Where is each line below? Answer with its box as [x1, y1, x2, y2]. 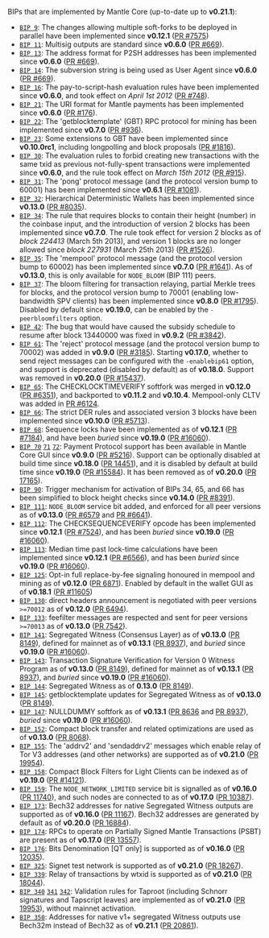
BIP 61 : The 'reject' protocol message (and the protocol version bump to [19, 339, 260, 349]
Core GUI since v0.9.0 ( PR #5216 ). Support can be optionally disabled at [19, 450, 261, 460]
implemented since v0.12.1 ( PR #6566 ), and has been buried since [19, 553, 239, 562]
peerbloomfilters [19, 315, 78, 323]
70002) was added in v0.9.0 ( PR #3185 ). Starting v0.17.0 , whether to [19, 348, 249, 357]
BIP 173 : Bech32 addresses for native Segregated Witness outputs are [19, 801, 254, 810]
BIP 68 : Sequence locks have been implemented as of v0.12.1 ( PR [19, 424, 238, 434]
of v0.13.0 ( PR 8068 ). [19, 733, 92, 742]
